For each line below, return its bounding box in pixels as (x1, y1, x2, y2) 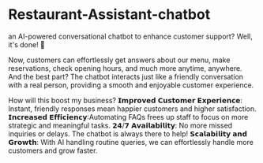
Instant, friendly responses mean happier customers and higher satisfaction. (8, 104, 257, 113)
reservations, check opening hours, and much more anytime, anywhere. (8, 63, 242, 72)
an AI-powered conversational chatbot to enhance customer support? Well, (8, 31, 253, 41)
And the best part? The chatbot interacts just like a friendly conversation (8, 72, 243, 81)
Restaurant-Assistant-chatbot (8, 6, 211, 24)
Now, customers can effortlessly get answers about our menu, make (8, 55, 231, 65)
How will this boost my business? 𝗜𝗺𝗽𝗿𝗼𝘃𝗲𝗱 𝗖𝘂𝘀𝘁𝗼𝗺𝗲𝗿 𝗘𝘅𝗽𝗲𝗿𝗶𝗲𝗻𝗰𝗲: (8, 95, 242, 105)
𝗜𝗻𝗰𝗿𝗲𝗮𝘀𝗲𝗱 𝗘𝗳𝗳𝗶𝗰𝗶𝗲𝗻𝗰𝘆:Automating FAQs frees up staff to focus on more (8, 112, 249, 121)
